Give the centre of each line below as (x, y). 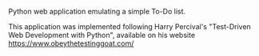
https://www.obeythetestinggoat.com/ (71, 43)
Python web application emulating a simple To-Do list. (97, 11)
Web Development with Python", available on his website (102, 35)
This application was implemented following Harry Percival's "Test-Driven (130, 26)
